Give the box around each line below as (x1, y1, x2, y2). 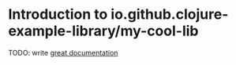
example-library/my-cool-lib (8, 22, 199, 40)
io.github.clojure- (110, 5, 229, 23)
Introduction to (8, 5, 108, 23)
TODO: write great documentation (8, 48, 118, 57)
